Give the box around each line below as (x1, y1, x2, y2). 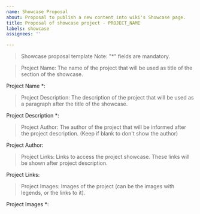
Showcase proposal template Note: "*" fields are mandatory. (20, 53, 171, 60)
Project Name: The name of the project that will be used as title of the (20, 64, 193, 72)
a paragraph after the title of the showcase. (20, 100, 128, 108)
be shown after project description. (20, 159, 108, 167)
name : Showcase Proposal (6, 8, 68, 15)
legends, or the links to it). (20, 189, 86, 197)
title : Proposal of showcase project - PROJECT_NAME (6, 20, 141, 26)
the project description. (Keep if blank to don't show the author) (20, 130, 178, 137)
